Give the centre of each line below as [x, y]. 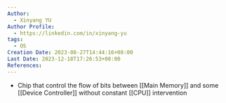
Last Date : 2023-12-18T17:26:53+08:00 [64, 59]
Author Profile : [31, 26]
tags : [15, 40]
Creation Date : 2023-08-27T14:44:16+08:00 [70, 53]
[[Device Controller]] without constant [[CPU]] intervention [102, 93]
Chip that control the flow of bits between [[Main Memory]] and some [118, 85]
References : [25, 65]
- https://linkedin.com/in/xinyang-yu [71, 33]
